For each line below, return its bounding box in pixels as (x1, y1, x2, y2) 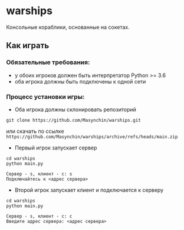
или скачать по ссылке (6, 128, 64, 135)
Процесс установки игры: (6, 92, 85, 101)
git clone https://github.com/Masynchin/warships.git (6, 117, 142, 123)
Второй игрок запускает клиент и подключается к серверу (14, 186, 164, 194)
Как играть (6, 41, 50, 51)
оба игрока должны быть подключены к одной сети (14, 78, 146, 85)
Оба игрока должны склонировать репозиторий (14, 106, 137, 113)
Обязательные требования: (6, 58, 90, 66)
